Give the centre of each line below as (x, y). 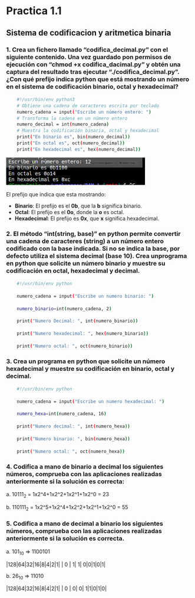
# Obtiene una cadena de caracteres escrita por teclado (88, 106)
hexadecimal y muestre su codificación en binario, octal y (90, 369)
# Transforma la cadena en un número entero (72, 118)
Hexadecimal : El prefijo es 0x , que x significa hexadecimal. (87, 218)
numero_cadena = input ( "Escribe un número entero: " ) (84, 112)
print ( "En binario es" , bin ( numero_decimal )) (74, 137)
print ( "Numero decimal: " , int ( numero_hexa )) (74, 426)
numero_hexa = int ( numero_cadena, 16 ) (62, 414)
